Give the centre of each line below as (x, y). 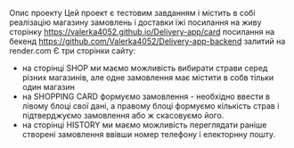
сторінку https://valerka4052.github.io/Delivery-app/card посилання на (142, 32)
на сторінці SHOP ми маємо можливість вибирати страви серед (145, 68)
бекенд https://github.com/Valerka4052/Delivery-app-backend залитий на (147, 41)
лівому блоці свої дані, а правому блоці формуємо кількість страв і (151, 106)
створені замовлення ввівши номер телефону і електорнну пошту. (149, 134)
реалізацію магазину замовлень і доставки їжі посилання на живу (135, 22)
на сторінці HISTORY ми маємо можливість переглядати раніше (144, 125)
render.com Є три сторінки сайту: (73, 51)
